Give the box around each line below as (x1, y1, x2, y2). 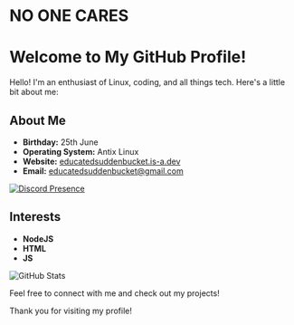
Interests (9, 209, 62, 225)
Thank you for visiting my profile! (9, 305, 133, 316)
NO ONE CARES (9, 5, 129, 26)
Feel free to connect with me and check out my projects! (9, 287, 220, 299)
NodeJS (22, 233, 54, 244)
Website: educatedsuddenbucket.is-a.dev (22, 156, 181, 167)
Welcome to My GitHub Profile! (9, 47, 247, 68)
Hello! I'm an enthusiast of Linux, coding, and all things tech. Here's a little (9, 77, 286, 88)
